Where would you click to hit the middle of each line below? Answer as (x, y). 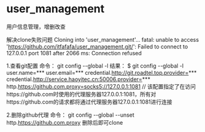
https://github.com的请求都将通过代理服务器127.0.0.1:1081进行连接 (90, 102)
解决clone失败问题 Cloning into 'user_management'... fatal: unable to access (103, 39)
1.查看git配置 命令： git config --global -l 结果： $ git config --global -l (95, 66)
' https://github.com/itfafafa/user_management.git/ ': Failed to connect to (97, 46)
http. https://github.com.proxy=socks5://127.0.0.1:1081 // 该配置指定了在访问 (101, 86)
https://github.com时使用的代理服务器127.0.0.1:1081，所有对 (81, 94)
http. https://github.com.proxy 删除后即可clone (65, 122)
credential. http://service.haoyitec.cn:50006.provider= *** (78, 79)
